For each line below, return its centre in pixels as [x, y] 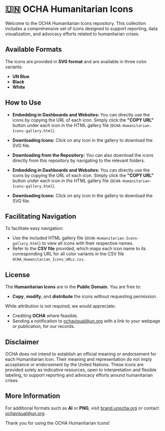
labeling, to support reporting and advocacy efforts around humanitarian [79, 375]
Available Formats [33, 50]
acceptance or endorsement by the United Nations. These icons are [74, 365]
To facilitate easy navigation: [34, 228]
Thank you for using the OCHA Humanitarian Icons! [57, 423]
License [18, 275]
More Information [33, 396]
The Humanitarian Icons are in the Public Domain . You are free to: [73, 287]
